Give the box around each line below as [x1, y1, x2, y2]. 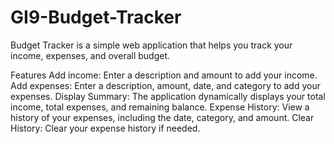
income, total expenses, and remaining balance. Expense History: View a [10, 101, 310, 113]
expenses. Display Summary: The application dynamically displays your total [10, 90, 326, 102]
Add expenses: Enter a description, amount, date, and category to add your [10, 79, 321, 91]
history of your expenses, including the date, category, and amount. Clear [10, 111, 315, 123]
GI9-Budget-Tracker [10, 6, 182, 29]
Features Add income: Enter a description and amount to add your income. [10, 69, 318, 81]
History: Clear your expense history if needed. [10, 122, 201, 134]
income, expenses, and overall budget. [10, 49, 171, 61]
